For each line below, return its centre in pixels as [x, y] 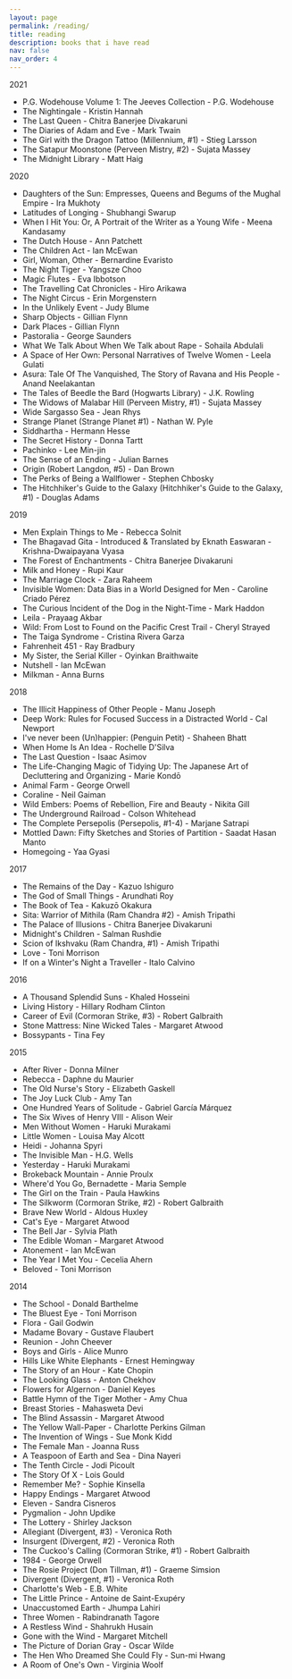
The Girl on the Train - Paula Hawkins [91, 1193]
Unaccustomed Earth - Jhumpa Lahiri [91, 1607]
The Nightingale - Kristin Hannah [83, 111]
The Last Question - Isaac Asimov [84, 757]
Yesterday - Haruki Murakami [76, 1164]
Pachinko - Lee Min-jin [64, 450]
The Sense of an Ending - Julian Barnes [95, 460]
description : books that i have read [79, 42]
